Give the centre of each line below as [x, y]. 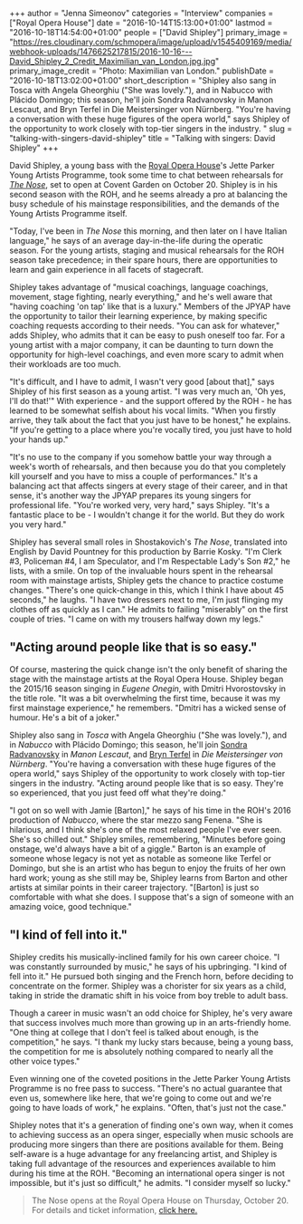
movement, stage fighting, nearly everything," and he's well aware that [141, 297]
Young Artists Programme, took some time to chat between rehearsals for [147, 175]
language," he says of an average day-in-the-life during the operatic [137, 241]
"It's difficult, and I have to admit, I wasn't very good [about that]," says [142, 381]
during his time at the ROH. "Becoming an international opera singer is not [147, 1173]
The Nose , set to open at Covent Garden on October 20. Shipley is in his [144, 184]
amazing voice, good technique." [71, 906]
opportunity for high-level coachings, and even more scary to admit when [147, 354]
